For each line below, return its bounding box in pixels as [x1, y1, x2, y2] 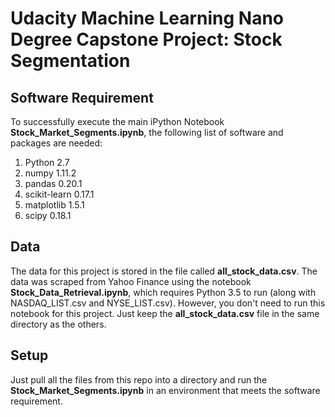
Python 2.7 [24, 157, 70, 168]
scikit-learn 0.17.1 [24, 188, 95, 200]
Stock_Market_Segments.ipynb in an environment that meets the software [10, 384, 321, 396]
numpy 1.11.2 [24, 167, 77, 179]
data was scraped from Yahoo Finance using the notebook [10, 275, 252, 287]
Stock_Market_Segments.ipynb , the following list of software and [10, 127, 284, 138]
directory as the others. [10, 318, 107, 330]
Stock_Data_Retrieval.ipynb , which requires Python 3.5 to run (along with [10, 286, 317, 298]
